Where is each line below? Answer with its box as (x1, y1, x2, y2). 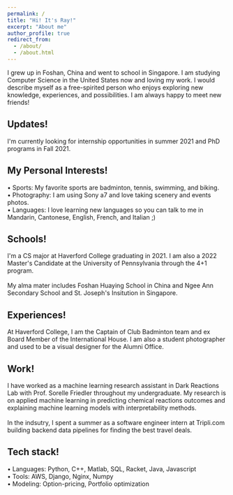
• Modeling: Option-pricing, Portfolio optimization (7, 480, 150, 488)
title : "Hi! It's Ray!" (7, 17, 77, 24)
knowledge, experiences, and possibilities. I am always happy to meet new (7, 90, 222, 99)
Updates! (7, 118, 48, 130)
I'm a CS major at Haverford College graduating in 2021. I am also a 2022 (7, 252, 218, 260)
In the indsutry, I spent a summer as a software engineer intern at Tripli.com (7, 418, 225, 426)
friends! (7, 98, 30, 106)
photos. (7, 198, 29, 206)
